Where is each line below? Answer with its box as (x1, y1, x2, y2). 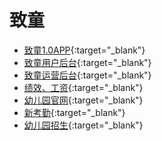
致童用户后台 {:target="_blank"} (23, 56, 152, 68)
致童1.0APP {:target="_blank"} (23, 44, 146, 56)
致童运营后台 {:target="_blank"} (23, 69, 152, 81)
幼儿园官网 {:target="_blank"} (23, 94, 144, 106)
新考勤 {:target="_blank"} (23, 106, 126, 118)
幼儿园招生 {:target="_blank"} (23, 119, 144, 131)
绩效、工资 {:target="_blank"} (23, 81, 144, 93)
